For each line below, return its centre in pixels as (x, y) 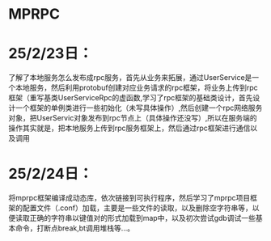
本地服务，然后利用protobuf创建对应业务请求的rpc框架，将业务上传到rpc (136, 88)
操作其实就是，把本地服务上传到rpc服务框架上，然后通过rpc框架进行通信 (129, 128)
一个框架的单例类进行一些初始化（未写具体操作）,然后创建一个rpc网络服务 (139, 108)
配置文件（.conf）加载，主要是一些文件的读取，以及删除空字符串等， (137, 208)
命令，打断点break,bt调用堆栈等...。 (75, 228)
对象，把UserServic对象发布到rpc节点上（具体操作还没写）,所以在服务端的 (133, 118)
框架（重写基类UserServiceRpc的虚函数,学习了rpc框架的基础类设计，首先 (131, 98)
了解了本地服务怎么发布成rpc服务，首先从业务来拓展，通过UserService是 (130, 78)
